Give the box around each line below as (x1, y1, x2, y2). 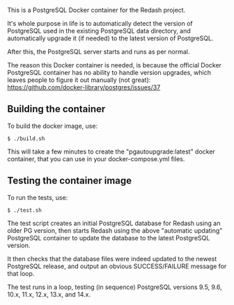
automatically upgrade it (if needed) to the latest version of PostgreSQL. (7, 34, 214, 42)
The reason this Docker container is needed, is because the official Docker (7, 61, 221, 69)
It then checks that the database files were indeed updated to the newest (7, 254, 217, 263)
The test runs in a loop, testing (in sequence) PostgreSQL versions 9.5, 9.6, (7, 283, 223, 291)
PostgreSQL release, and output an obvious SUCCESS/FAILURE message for (7, 262, 227, 270)
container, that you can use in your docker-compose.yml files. (7, 154, 185, 163)
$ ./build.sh (7, 135, 45, 142)
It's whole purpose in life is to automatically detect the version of (7, 19, 193, 27)
